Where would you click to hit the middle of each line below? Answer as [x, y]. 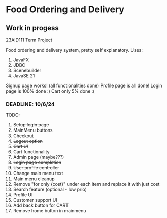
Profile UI [23, 195]
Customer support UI [35, 200]
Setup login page [31, 125]
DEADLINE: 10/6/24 [30, 104]
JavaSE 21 [24, 76]
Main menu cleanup [34, 179]
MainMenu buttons [33, 130]
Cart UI [21, 146]
